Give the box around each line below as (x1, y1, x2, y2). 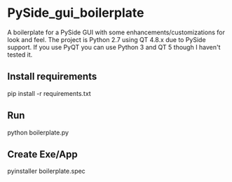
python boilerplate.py (7, 128, 69, 136)
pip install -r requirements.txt (7, 89, 91, 97)
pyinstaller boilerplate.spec (7, 167, 86, 176)
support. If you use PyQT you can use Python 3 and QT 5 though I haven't (7, 43, 221, 51)
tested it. (7, 50, 33, 59)
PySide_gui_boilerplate (7, 5, 145, 21)
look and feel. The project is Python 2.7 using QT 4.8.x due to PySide (7, 35, 206, 43)
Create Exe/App (7, 148, 79, 160)
